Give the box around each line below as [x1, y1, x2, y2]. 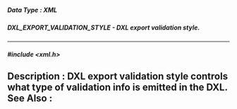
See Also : [7, 92, 53, 105]
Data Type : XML [7, 6, 58, 14]
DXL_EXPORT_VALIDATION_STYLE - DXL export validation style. [7, 23, 200, 32]
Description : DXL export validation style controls [7, 70, 228, 82]
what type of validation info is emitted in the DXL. [7, 82, 228, 94]
